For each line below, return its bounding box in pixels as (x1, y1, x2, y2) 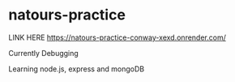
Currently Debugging (8, 48, 79, 58)
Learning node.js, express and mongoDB (8, 63, 145, 74)
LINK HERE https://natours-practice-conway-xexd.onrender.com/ (8, 32, 227, 42)
